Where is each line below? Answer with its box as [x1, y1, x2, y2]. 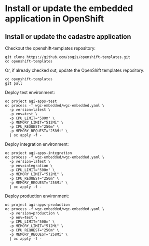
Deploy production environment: [5, 193, 69, 199]
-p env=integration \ [9, 163, 53, 168]
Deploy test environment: [5, 90, 55, 95]
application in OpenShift [5, 13, 104, 24]
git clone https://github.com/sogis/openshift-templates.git [5, 55, 131, 60]
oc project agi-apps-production [5, 202, 70, 207]
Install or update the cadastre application [5, 32, 131, 41]
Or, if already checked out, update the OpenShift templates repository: [5, 67, 145, 73]
